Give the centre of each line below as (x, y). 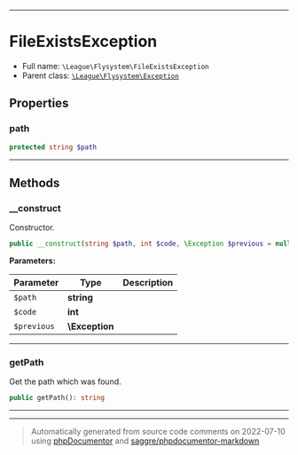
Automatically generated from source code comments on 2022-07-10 (158, 432)
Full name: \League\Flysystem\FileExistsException (115, 66)
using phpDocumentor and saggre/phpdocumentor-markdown (145, 441)
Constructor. (32, 228)
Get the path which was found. (65, 381)
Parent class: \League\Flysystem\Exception (100, 75)
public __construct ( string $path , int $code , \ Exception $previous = (141, 244)
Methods (35, 183)
